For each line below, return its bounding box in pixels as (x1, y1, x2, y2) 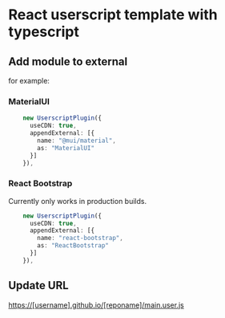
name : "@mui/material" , (37, 137, 116, 145)
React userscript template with (8, 6, 218, 24)
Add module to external (8, 55, 128, 68)
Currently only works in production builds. (8, 196, 147, 206)
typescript (8, 22, 80, 41)
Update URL (8, 279, 70, 292)
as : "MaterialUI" (37, 144, 94, 152)
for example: (8, 76, 50, 85)
